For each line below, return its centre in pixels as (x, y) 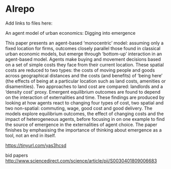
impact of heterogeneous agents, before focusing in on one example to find (85, 119)
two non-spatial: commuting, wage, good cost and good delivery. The (79, 108)
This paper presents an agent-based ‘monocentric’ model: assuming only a (84, 43)
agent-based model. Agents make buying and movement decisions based (83, 59)
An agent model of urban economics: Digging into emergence (70, 33)
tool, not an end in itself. (31, 135)
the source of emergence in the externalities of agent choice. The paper (81, 124)
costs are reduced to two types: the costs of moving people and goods (80, 70)
